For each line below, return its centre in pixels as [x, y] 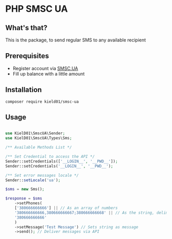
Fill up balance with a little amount [49, 74]
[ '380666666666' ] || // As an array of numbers [66, 208]
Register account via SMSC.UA [45, 68]
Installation [24, 90]
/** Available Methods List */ [39, 148]
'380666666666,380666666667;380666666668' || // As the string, [84, 212]
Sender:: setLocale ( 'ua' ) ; [33, 180]
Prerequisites [27, 56]
